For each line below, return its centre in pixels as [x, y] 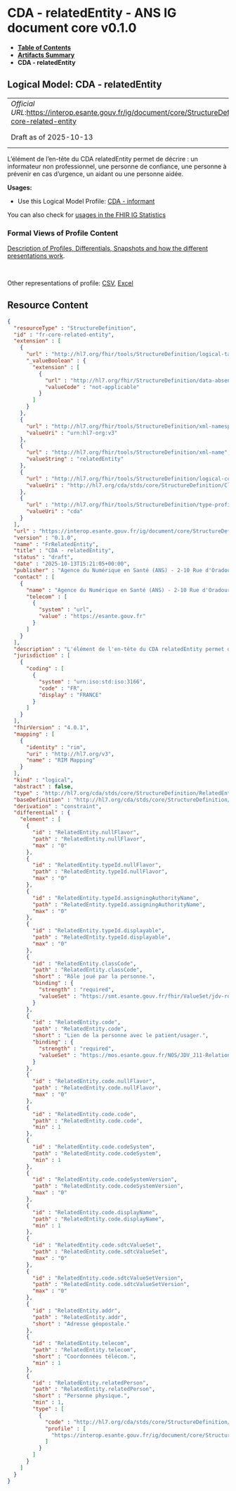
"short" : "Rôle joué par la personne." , [94, 977]
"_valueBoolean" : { [56, 361]
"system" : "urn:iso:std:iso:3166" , [92, 681]
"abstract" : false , [44, 786]
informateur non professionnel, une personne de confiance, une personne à [117, 166]
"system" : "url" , [65, 610]
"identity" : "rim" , [56, 747]
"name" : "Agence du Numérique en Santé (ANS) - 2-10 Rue [112, 590]
